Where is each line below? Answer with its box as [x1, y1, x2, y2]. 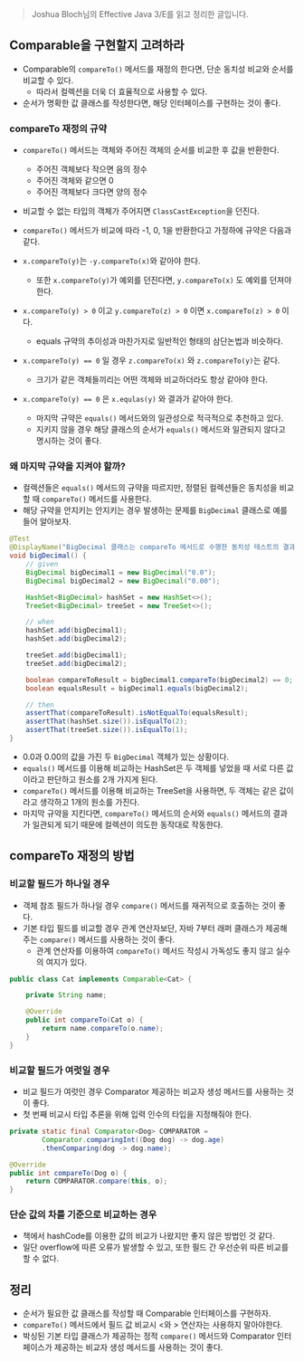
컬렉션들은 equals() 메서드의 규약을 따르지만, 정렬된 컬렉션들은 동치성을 [22, 482, 278, 493]
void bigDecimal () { [9, 551, 88, 560]
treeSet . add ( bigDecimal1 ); [25, 651, 128, 660]
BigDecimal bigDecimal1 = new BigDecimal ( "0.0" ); [25, 567, 217, 577]
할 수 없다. [22, 1253, 60, 1264]
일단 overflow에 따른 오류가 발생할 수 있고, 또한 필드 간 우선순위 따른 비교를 [22, 1242, 290, 1252]
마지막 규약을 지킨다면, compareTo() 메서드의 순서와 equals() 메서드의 [22, 807, 271, 818]
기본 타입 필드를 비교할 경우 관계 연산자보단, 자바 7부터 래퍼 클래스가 [22, 922, 264, 933]
